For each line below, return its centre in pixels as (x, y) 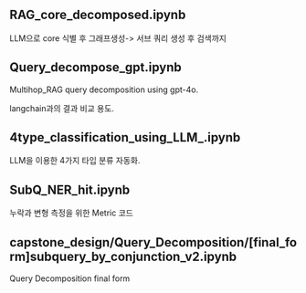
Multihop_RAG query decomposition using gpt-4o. (104, 89)
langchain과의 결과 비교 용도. (62, 108)
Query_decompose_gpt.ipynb (96, 68)
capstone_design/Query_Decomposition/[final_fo (153, 242)
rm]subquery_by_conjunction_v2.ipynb (123, 256)
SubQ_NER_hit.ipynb (70, 189)
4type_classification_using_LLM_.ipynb (125, 137)
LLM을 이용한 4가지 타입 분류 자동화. (75, 161)
